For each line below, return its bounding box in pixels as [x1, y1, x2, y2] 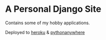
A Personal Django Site [5, 3, 102, 15]
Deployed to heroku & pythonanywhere [5, 29, 85, 35]
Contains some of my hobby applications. [5, 20, 90, 26]
